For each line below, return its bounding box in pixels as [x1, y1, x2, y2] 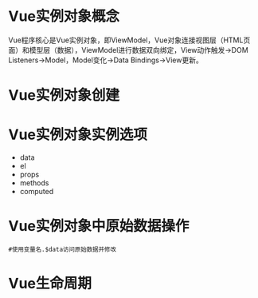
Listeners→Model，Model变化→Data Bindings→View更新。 [8, 55, 203, 65]
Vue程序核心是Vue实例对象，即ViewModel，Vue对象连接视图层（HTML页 [8, 35, 251, 45]
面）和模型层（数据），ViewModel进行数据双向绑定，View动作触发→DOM [8, 45, 248, 54]
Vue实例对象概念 [8, 7, 120, 26]
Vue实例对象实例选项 [8, 125, 148, 144]
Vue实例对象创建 [8, 86, 120, 105]
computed [19, 187, 54, 197]
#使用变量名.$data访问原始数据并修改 [8, 245, 117, 253]
